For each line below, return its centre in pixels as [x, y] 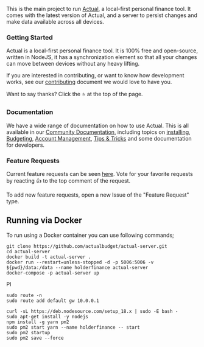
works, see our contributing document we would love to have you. [89, 82]
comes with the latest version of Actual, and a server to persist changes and [102, 15]
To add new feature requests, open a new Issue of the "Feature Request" [98, 195]
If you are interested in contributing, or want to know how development [95, 75]
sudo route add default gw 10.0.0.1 [53, 301]
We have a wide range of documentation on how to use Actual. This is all [97, 125]
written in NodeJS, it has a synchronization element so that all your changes [102, 57]
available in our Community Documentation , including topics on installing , [98, 132]
